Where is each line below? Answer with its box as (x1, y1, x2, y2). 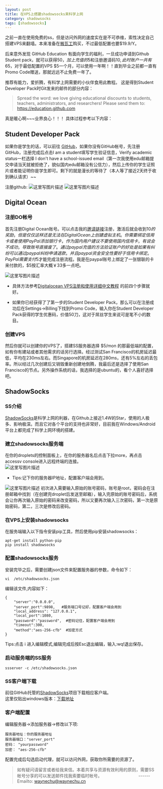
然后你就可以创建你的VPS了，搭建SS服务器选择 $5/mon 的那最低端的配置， (5, 343, 156, 349)
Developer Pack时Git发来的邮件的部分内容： (5, 85, 94, 91)
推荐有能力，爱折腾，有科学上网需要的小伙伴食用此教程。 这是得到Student (5, 80, 154, 85)
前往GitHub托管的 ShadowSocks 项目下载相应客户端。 (5, 690, 112, 696)
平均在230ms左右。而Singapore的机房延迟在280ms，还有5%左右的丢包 (13, 355, 158, 361)
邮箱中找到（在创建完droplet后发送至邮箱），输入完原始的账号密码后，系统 (9, 491, 158, 497)
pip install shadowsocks (5, 542, 55, 548)
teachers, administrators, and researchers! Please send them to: (16, 101, 146, 106)
